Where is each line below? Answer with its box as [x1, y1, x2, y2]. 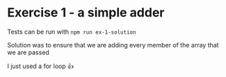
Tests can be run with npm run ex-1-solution [7, 27, 136, 36]
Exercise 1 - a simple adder [7, 5, 165, 21]
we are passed [7, 48, 50, 56]
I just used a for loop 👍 [7, 62, 74, 70]
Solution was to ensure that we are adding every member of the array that [7, 41, 219, 49]
